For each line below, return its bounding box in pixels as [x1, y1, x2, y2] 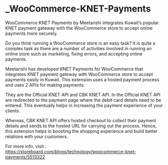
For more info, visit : [5, 143, 47, 149]
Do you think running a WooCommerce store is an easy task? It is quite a [5, 40, 156, 46]
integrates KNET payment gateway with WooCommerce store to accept [5, 71, 153, 77]
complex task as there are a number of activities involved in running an [5, 45, 152, 51]
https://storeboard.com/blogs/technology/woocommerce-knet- [5, 148, 137, 154]
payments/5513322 [5, 154, 45, 160]
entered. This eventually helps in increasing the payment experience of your [5, 102, 163, 108]
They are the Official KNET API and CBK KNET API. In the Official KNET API [5, 92, 161, 98]
